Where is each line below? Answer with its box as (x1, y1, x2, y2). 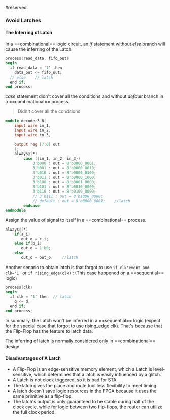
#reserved (5, 5, 27, 10)
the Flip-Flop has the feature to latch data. (5, 328, 93, 334)
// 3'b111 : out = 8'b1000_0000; (32, 194, 103, 199)
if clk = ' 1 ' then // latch (10, 294, 72, 299)
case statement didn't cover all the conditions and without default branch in (5, 93, 164, 99)
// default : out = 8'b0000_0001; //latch (32, 199, 130, 204)
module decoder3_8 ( (5, 119, 47, 124)
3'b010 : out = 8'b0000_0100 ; (32, 170, 96, 175)
